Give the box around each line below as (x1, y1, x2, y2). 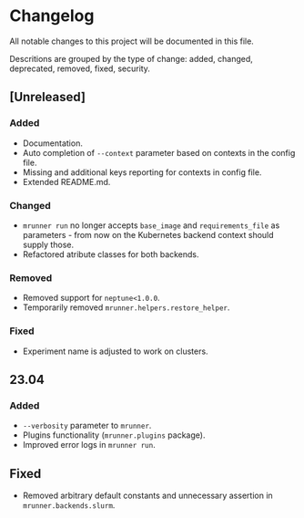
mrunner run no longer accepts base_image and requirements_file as (22, 220, 280, 231)
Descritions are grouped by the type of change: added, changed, (9, 53, 253, 64)
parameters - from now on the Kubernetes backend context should (22, 229, 275, 240)
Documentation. (22, 138, 84, 149)
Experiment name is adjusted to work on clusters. (22, 346, 208, 357)
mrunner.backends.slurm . (22, 500, 116, 511)
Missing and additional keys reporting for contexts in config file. (22, 166, 262, 178)
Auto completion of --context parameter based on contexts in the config (22, 147, 296, 158)
